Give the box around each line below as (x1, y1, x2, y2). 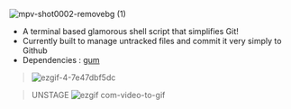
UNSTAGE (31, 90, 69, 100)
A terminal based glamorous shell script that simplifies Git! (22, 26, 239, 36)
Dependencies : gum (22, 55, 101, 65)
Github (22, 45, 48, 56)
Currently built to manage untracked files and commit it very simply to (22, 36, 282, 46)
